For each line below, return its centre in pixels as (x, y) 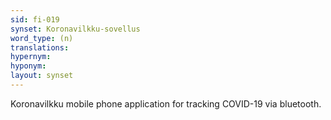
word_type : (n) (42, 38)
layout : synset (42, 76)
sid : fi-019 (35, 19)
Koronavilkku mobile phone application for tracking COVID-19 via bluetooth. (166, 103)
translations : (40, 47)
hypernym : (31, 57)
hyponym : (28, 66)
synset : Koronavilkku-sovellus (75, 29)
